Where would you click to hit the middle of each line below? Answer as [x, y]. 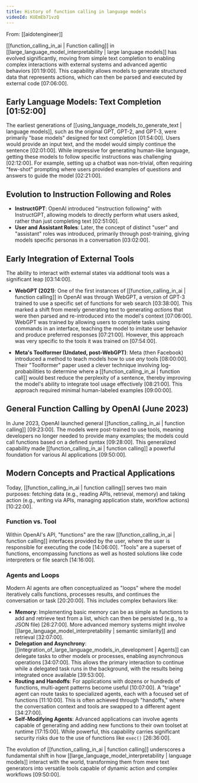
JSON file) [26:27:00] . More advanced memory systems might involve [100, 625]
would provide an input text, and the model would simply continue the [91, 144]
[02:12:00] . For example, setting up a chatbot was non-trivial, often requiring [99, 163]
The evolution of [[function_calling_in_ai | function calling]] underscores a [95, 749]
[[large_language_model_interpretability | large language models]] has [92, 52]
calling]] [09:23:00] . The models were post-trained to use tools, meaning [95, 429]
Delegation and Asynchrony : [51, 644]
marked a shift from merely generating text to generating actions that [99, 309]
